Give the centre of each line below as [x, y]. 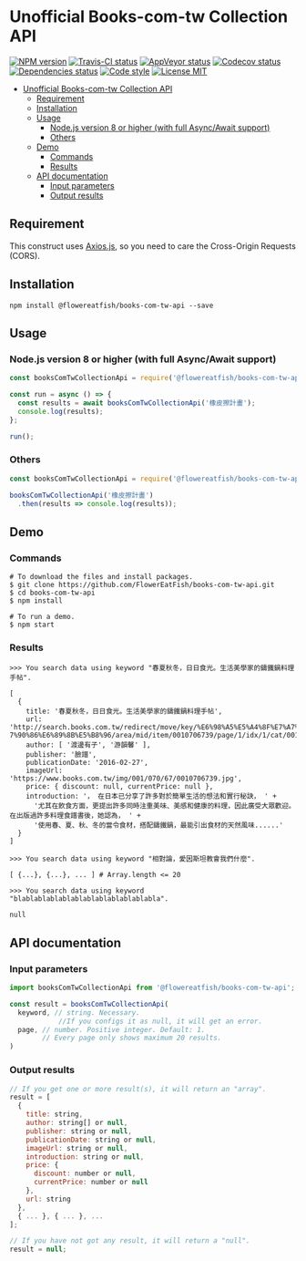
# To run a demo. [42, 617]
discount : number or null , [85, 1173]
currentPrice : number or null [91, 1183]
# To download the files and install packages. [102, 577]
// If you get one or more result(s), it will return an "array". [138, 1089]
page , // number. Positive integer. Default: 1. [112, 1029]
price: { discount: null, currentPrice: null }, [120, 787]
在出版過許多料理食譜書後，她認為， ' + [75, 816]
